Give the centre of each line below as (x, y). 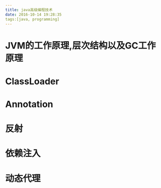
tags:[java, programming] (32, 19)
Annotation (29, 104)
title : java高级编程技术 (29, 10)
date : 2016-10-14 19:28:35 (33, 15)
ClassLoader (32, 81)
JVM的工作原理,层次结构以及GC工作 (80, 45)
